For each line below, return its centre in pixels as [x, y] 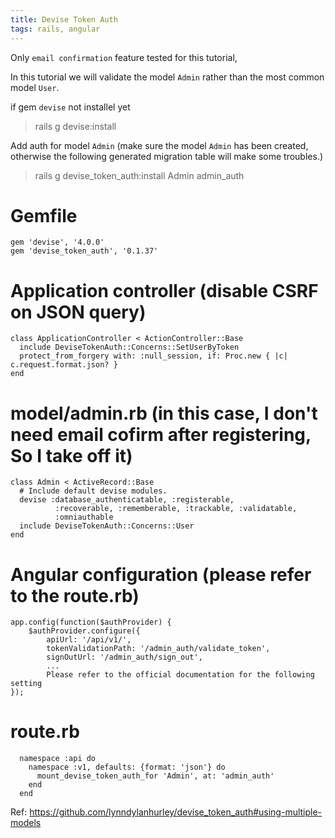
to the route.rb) [75, 595]
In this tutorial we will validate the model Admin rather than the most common [167, 77]
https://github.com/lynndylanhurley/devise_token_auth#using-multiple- [176, 812]
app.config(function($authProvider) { [91, 622]
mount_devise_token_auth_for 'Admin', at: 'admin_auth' [155, 776]
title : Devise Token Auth [64, 19]
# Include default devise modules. [93, 491]
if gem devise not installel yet [70, 107]
